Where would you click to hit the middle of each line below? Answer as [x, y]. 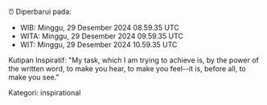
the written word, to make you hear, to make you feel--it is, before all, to [127, 69]
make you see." [34, 77]
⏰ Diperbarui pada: [40, 12]
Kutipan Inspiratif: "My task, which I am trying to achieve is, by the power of [133, 60]
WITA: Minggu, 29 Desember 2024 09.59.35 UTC [101, 36]
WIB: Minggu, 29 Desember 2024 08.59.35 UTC [99, 28]
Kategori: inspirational [45, 93]
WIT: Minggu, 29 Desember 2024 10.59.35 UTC [99, 44]
